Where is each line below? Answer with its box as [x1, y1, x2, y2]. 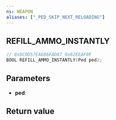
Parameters [6, 73, 51, 83]
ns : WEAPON [6, 8, 33, 15]
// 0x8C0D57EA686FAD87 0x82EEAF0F [6, 51, 92, 58]
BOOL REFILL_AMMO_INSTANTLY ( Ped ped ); [6, 57, 102, 63]
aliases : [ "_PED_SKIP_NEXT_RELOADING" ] [6, 14, 105, 20]
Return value [6, 106, 55, 116]
